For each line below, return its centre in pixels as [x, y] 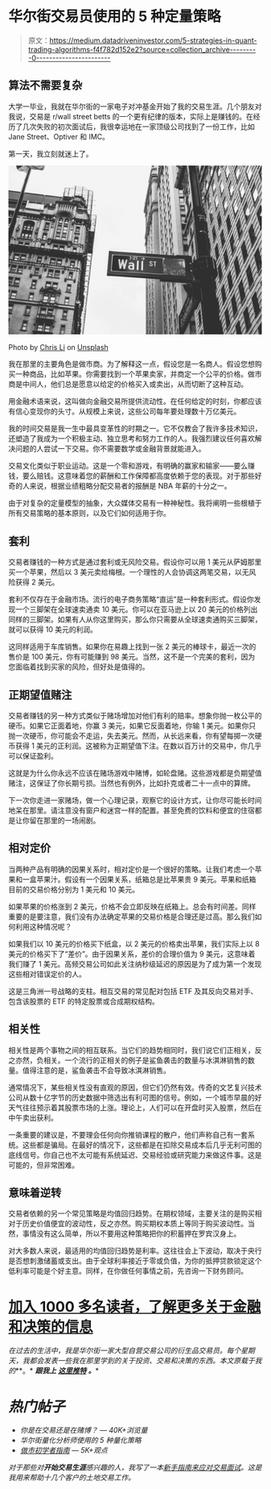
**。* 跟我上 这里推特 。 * [57, 1370]
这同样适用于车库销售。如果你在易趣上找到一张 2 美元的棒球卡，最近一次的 [132, 647]
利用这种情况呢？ [43, 926]
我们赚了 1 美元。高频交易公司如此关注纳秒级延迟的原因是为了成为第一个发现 [135, 963]
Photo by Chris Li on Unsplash [58, 347]
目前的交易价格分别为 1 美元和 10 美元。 [74, 889]
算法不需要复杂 [45, 85]
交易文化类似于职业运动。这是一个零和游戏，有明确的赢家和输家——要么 [128, 466]
